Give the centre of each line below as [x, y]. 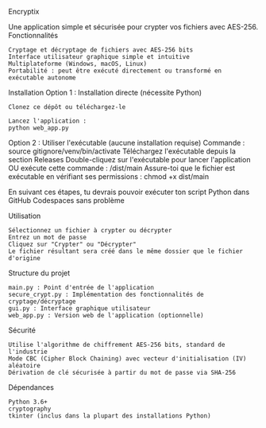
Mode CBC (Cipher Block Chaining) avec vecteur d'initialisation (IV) [127, 359]
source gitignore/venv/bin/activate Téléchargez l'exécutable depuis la [122, 151]
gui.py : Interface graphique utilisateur [79, 309]
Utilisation [25, 216]
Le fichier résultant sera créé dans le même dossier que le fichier [126, 251]
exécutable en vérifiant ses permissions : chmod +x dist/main [108, 177]
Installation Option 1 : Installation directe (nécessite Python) [105, 92]
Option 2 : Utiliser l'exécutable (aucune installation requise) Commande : [127, 143]
